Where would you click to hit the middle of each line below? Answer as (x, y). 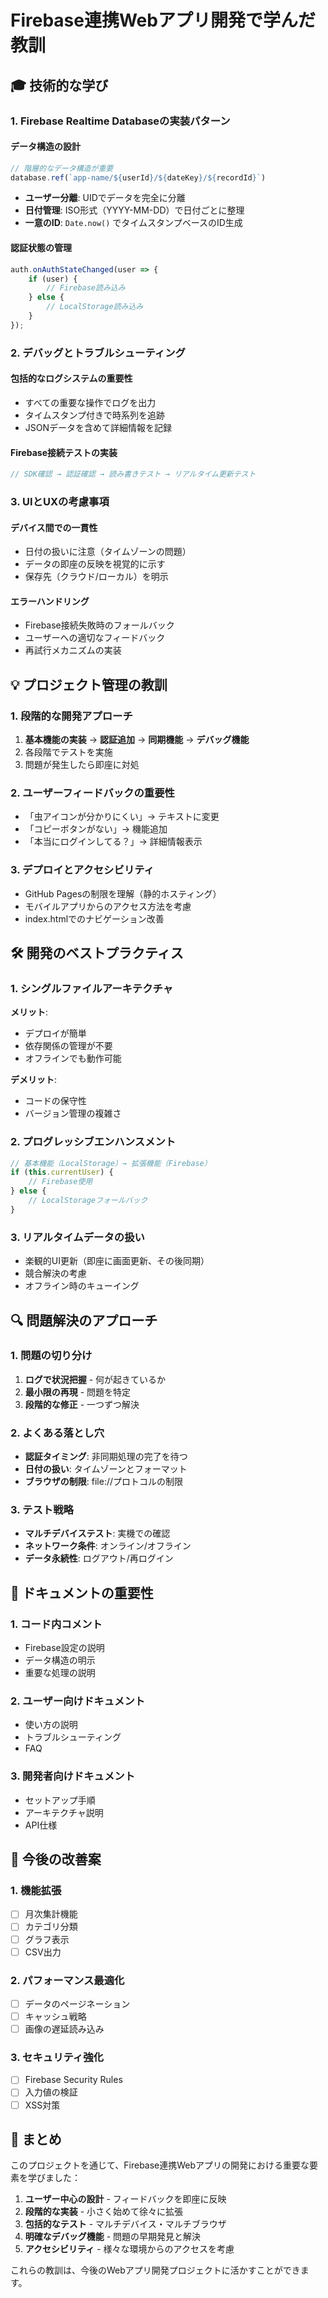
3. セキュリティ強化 (57, 2058)
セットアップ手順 (60, 1800)
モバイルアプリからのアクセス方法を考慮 (108, 906)
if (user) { (53, 279)
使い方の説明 (51, 1725)
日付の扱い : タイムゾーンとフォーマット (106, 1469)
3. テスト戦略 (42, 1510)
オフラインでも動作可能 (73, 1058)
